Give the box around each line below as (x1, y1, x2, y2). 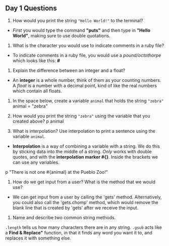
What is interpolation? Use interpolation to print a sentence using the (12, 128, 155, 134)
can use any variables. (12, 159, 60, 165)
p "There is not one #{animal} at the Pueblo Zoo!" (5, 169, 108, 175)
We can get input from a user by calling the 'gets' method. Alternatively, (12, 194, 162, 200)
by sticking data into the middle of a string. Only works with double (12, 149, 152, 155)
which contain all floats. (12, 88, 62, 94)
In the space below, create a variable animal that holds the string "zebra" (12, 97, 164, 104)
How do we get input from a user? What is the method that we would (12, 179, 155, 185)
